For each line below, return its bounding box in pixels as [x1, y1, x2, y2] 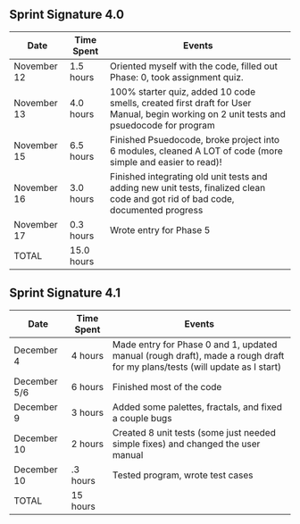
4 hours [71, 349, 104, 362]
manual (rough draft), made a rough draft [112, 349, 285, 362]
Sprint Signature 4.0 [9, 7, 125, 22]
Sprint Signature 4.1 [9, 286, 121, 301]
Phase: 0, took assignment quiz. [110, 71, 244, 83]
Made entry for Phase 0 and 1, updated [112, 338, 278, 351]
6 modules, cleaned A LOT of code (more [110, 145, 283, 157]
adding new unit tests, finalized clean [110, 181, 266, 194]
